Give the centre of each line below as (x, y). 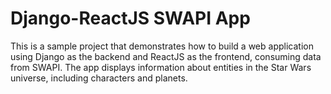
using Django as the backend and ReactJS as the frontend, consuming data (166, 56)
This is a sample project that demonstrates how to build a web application (162, 46)
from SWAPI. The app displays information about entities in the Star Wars (161, 67)
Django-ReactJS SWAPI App (130, 18)
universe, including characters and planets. (99, 78)
